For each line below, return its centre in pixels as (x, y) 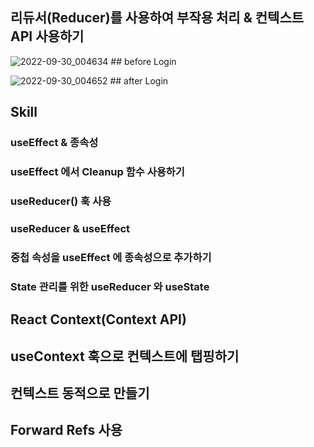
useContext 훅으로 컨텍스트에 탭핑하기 (125, 356)
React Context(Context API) (98, 319)
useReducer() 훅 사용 (61, 201)
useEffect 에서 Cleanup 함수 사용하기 (97, 172)
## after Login (139, 80)
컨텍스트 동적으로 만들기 (80, 393)
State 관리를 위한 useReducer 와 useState (110, 286)
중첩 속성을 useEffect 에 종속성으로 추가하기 (111, 257)
